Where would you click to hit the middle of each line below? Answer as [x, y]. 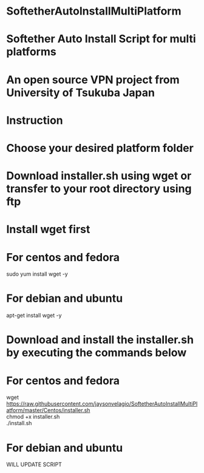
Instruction [35, 120]
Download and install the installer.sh [100, 340]
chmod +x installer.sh [33, 417]
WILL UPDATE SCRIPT [34, 464]
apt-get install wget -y [34, 315]
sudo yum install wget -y [37, 274]
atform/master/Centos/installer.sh [48, 410]
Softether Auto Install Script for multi [101, 39]
